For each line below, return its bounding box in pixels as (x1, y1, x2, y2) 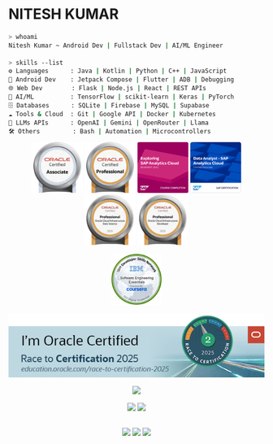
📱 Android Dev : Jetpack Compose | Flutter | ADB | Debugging (8, 76, 234, 84)
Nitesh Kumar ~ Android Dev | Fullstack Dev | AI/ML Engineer (8, 41, 223, 50)
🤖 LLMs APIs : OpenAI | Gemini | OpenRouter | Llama (8, 119, 209, 127)
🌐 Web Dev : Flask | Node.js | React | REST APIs (8, 85, 207, 93)
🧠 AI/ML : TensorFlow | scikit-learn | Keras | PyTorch (8, 93, 234, 102)
